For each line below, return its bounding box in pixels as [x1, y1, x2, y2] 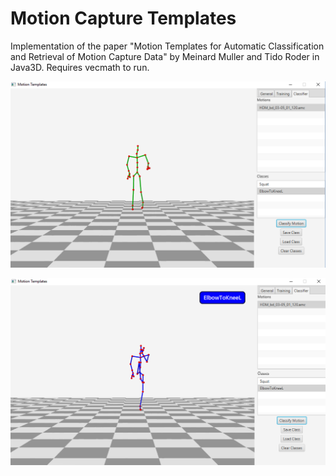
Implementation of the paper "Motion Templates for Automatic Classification [10, 40, 325, 52]
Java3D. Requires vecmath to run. [10, 61, 150, 73]
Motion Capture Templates [10, 7, 237, 30]
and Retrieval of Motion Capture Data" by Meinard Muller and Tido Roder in [10, 50, 320, 62]
